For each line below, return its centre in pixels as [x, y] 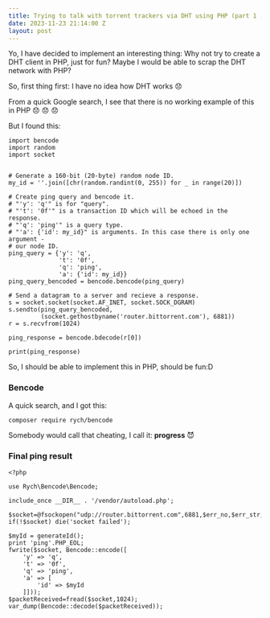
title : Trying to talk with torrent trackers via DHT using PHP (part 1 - [136, 16]
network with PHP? [40, 71]
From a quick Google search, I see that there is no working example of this [131, 102]
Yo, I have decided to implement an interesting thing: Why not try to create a [135, 54]
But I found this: [35, 126]
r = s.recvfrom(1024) [45, 324]
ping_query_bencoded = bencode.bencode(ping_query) [96, 282]
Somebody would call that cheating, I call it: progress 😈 [102, 435]
